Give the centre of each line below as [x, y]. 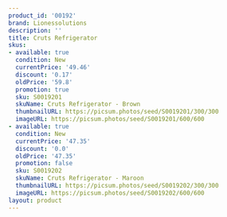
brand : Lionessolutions [48, 23]
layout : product [35, 200]
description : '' [35, 30]
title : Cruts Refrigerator [53, 38]
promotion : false [44, 164]
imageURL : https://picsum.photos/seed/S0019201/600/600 [110, 119]
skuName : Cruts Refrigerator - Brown [78, 104]
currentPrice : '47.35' [53, 141]
